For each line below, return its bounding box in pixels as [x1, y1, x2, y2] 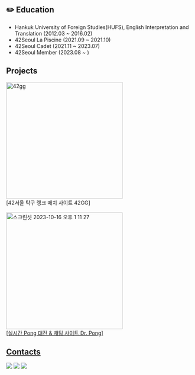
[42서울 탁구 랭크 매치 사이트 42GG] [6, 199, 90, 206]
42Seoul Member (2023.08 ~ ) [14, 49, 90, 56]
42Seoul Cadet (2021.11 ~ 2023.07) [14, 42, 100, 49]
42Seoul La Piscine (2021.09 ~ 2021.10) [14, 36, 111, 43]
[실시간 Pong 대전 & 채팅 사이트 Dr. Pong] [6, 329, 103, 336]
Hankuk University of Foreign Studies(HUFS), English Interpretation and [14, 23, 189, 31]
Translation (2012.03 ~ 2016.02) [14, 30, 93, 37]
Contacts [6, 347, 41, 357]
